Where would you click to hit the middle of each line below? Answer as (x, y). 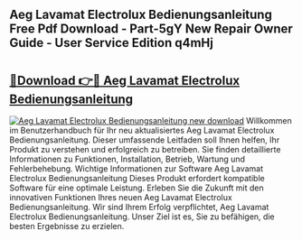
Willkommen (269, 120)
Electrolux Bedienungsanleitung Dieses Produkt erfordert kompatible (137, 178)
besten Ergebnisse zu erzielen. (67, 226)
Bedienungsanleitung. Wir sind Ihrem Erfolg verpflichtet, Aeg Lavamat (139, 207)
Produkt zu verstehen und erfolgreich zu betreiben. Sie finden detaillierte (145, 149)
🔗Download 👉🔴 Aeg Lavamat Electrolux (125, 80)
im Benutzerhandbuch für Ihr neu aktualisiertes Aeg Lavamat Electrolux (142, 130)
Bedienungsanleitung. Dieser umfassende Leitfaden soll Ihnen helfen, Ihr (145, 140)
